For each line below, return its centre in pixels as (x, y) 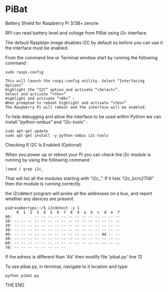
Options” (14, 85)
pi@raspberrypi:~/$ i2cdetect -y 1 (42, 208)
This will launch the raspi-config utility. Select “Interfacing (75, 81)
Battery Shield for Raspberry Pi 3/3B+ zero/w (52, 23)
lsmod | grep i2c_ (24, 169)
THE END (15, 285)
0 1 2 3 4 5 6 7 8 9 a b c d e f (68, 212)
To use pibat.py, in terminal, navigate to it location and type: (67, 266)
